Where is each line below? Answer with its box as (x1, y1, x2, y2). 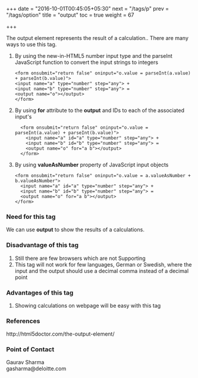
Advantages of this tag (6, 289, 74, 297)
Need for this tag (6, 212, 56, 221)
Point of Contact (6, 345, 55, 354)
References (6, 317, 40, 325)
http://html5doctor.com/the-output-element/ (6, 330, 115, 337)
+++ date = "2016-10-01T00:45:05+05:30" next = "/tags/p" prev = (6, 5, 169, 12)
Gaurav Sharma (6, 359, 45, 366)
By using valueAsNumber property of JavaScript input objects (14, 161, 169, 168)
